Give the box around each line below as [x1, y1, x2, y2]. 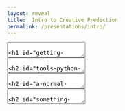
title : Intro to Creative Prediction [7, 17, 118, 23]
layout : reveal [7, 10, 51, 17]
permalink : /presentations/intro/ [7, 23, 106, 30]
